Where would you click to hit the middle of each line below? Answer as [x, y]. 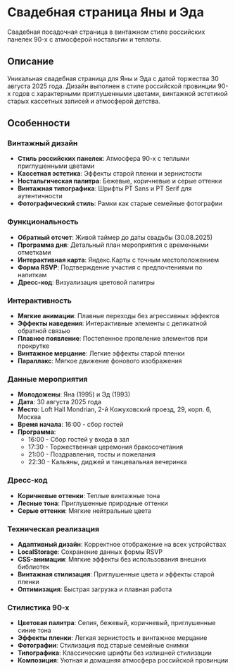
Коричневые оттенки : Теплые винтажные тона [89, 495]
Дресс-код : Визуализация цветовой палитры [86, 282]
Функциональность [43, 222]
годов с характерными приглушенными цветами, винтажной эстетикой [120, 93]
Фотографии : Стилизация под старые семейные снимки [103, 646]
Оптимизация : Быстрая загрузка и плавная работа [95, 589]
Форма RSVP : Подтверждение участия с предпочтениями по [110, 267]
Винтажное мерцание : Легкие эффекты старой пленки [101, 353]
